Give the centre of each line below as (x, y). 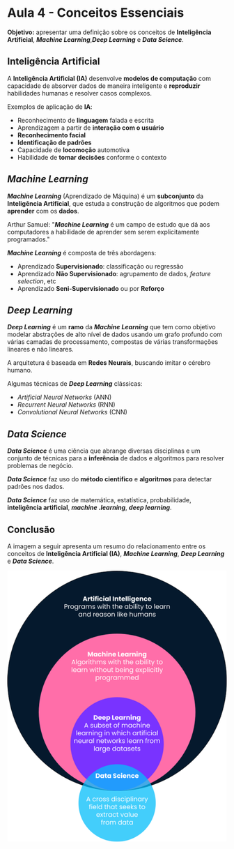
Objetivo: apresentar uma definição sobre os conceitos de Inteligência (109, 32)
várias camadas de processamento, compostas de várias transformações (112, 342)
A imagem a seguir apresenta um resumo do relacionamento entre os (107, 546)
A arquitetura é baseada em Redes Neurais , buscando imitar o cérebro (109, 363)
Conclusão (31, 529)
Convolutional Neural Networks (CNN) (72, 412)
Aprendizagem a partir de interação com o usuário (91, 128)
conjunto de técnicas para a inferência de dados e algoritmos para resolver (116, 458)
